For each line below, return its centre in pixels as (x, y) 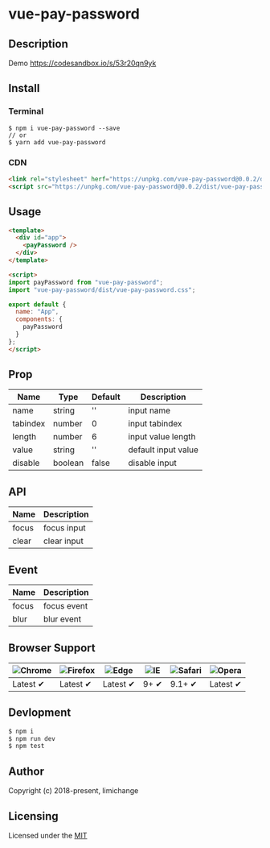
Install (24, 88)
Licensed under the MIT (48, 835)
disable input (152, 463)
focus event (65, 606)
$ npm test (27, 746)
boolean (68, 463)
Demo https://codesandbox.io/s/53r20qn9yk (82, 63)
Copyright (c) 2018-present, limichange (74, 791)
